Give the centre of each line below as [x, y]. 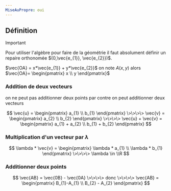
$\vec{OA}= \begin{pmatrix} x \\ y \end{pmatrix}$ [58, 73]
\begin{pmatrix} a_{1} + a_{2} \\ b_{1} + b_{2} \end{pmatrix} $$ [86, 124]
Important [16, 43]
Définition [21, 31]
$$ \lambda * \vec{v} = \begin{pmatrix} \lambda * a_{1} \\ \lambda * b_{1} [86, 148]
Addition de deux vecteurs [39, 87]
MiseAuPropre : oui [25, 10]
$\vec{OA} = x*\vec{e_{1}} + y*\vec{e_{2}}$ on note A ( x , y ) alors [73, 68]
